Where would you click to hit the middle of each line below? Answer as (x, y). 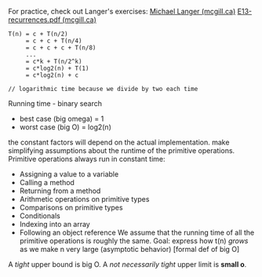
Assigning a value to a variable (69, 174)
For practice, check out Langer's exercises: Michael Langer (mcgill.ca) (122, 11)
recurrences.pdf (35, 20)
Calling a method (47, 182)
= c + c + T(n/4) (54, 41)
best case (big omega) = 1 (62, 118)
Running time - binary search (55, 104)
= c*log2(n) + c (52, 75)
